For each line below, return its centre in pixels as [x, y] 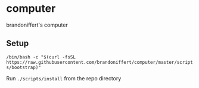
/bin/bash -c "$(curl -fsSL [41, 57]
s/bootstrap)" [24, 67]
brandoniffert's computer [37, 25]
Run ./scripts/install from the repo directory [64, 78]
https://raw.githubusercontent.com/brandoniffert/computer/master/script [100, 62]
